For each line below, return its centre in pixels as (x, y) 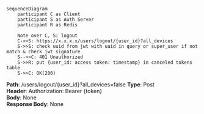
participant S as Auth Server (56, 20)
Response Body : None (35, 104)
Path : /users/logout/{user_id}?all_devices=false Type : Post (80, 85)
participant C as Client (49, 14)
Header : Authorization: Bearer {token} (54, 91)
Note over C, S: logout (48, 36)
